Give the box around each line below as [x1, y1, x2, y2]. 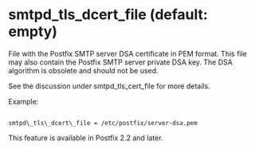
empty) [8, 22, 58, 41]
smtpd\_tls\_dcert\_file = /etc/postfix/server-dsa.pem [8, 119, 198, 127]
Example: [8, 96, 39, 106]
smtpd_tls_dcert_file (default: [8, 6, 209, 24]
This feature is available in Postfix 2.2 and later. [8, 133, 163, 143]
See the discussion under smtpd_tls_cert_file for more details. [8, 81, 210, 91]
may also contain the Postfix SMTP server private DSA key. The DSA [8, 57, 233, 67]
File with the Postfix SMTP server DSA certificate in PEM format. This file [8, 49, 247, 58]
